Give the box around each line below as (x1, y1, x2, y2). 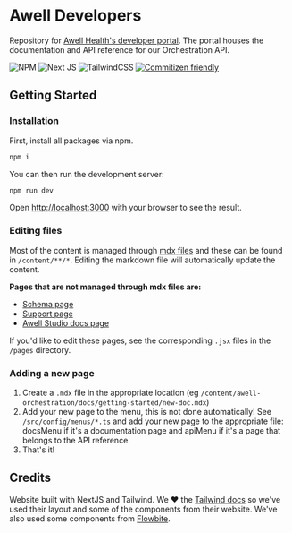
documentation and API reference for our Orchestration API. (9, 44, 230, 55)
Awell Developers (9, 5, 142, 26)
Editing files (9, 225, 63, 237)
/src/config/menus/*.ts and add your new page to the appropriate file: (21, 416, 284, 426)
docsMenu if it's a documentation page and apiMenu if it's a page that (21, 425, 281, 435)
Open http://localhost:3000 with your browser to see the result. (9, 202, 243, 213)
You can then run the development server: (9, 168, 165, 179)
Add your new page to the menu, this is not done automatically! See (21, 406, 272, 417)
